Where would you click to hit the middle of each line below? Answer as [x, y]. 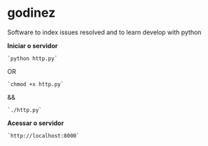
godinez [32, 13]
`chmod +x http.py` [36, 84]
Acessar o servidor [36, 123]
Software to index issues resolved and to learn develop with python [104, 32]
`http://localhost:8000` [43, 136]
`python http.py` [33, 58]
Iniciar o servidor [33, 45]
